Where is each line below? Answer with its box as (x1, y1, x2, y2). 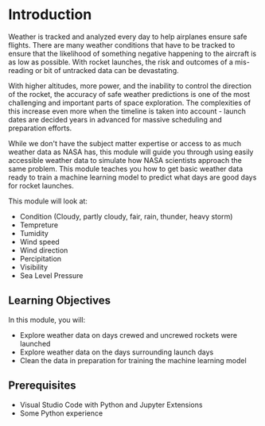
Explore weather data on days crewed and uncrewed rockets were (19, 330, 237, 339)
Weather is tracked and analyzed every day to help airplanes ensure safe (8, 32, 247, 41)
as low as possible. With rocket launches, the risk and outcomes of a (8, 57, 233, 67)
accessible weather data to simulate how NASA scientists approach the (8, 155, 243, 165)
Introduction (8, 6, 92, 24)
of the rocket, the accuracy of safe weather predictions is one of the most (8, 89, 251, 99)
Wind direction (19, 245, 68, 255)
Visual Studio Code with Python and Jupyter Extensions (19, 400, 203, 409)
